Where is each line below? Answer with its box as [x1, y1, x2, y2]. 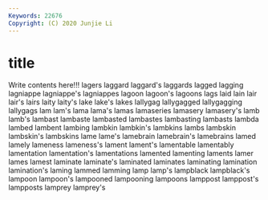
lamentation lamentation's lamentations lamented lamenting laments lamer [8, 149, 254, 158]
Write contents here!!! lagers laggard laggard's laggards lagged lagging [8, 80, 244, 90]
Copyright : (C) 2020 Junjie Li [8, 19, 113, 27]
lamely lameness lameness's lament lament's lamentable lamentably [8, 140, 234, 149]
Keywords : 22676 [8, 11, 63, 20]
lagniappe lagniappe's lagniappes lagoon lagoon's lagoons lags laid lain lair [8, 89, 258, 99]
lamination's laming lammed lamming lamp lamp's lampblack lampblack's [8, 165, 250, 175]
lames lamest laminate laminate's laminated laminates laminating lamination [8, 157, 258, 167]
